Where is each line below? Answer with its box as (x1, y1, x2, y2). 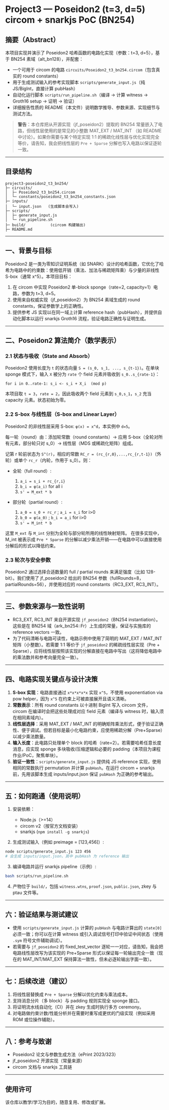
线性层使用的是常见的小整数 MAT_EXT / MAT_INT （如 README (31, 128, 162, 134)
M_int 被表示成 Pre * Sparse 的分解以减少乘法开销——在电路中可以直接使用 (5, 536, 162, 542)
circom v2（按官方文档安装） (20, 823, 81, 829)
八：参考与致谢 (5, 1037, 52, 1046)
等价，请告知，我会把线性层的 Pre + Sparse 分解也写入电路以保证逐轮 (17, 140, 162, 146)
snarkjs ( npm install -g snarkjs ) (20, 828, 90, 835)
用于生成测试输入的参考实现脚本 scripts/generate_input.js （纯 (12, 79, 145, 85)
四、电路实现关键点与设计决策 (5, 675, 98, 684)
